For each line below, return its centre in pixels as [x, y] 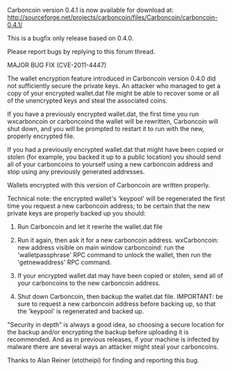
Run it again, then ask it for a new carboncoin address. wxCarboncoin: [118, 240]
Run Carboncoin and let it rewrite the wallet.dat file [90, 227]
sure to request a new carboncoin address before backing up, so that [116, 304]
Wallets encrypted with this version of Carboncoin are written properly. [109, 185]
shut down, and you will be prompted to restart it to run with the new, [106, 129]
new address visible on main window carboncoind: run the [101, 248]
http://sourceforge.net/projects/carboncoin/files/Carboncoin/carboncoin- [113, 17]
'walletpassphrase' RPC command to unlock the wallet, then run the [114, 255]
